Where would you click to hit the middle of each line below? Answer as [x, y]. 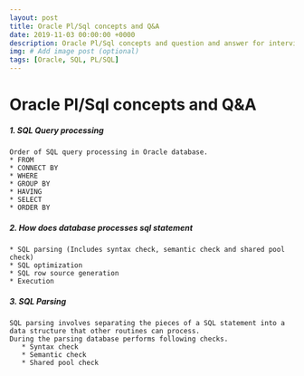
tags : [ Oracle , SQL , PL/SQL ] [64, 60]
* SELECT [26, 200]
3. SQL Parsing [38, 301]
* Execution [32, 282]
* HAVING [26, 192]
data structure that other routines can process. [105, 332]
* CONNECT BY [34, 169]
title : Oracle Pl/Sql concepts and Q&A [85, 26]
